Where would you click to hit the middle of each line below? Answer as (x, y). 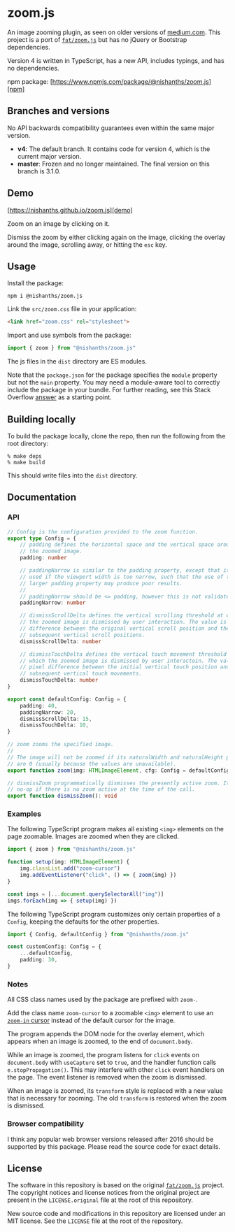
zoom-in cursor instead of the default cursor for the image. (91, 1020)
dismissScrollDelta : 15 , (56, 719)
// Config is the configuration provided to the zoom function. (103, 532)
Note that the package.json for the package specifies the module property (113, 375)
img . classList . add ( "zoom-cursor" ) (70, 868)
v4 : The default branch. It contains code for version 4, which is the (114, 149)
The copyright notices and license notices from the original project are (109, 1193)
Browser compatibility (46, 1124)
